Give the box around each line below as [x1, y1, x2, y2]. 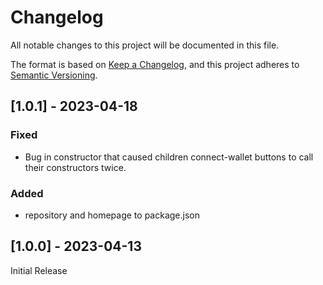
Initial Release [10, 264, 68, 276]
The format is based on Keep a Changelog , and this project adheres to [10, 58, 300, 70]
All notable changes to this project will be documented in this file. [10, 39, 280, 51]
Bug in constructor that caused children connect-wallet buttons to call [24, 151, 314, 163]
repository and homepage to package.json [24, 209, 200, 221]
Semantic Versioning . [10, 69, 98, 81]
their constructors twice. [24, 161, 127, 173]
